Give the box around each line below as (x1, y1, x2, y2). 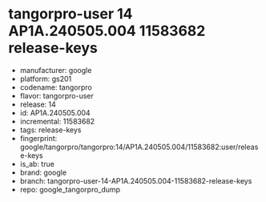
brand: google (19, 168, 66, 177)
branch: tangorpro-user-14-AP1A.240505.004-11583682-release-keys (19, 176, 252, 185)
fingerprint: (19, 133, 58, 143)
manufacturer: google (19, 65, 92, 75)
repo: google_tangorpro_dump (19, 184, 121, 194)
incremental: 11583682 (19, 116, 95, 126)
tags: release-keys (19, 125, 82, 135)
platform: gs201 (19, 74, 72, 83)
